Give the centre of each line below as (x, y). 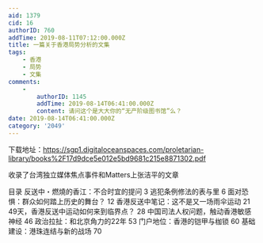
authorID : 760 (32, 30)
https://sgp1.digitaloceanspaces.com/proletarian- (124, 149)
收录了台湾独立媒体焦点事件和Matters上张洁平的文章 (94, 174)
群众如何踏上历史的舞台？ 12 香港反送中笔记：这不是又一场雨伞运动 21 (136, 201)
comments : (25, 82)
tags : (17, 52)
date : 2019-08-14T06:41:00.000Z (61, 119)
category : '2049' (37, 126)
